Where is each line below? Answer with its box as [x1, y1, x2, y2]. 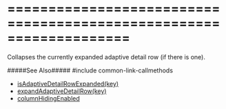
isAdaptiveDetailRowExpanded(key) [17, 79, 119, 88]
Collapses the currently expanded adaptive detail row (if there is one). [7, 52, 205, 61]
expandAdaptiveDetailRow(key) [17, 87, 107, 95]
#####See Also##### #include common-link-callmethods [7, 66, 174, 75]
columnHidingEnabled [17, 94, 81, 102]
